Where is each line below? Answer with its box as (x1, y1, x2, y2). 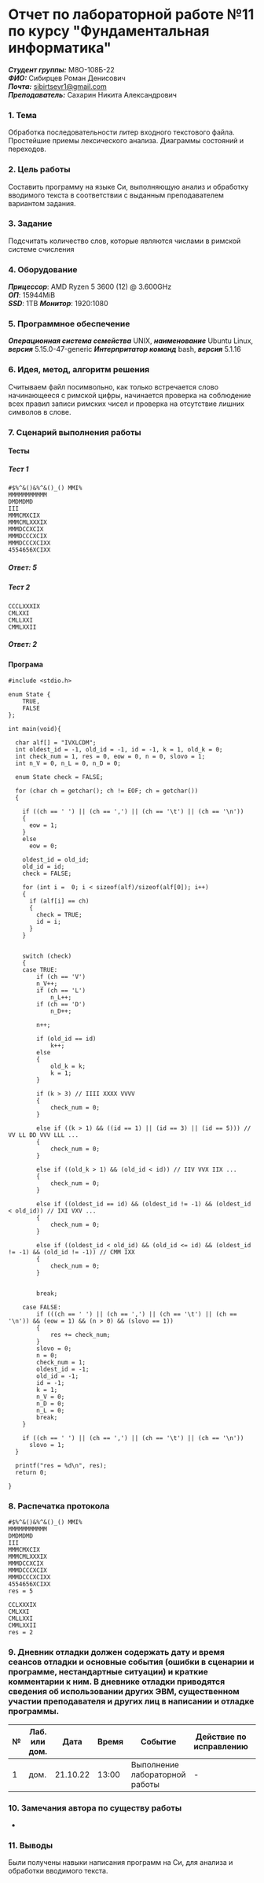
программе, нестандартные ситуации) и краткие (8, 1667, 208, 1678)
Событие (140, 1736, 177, 1747)
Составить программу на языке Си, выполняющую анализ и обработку (8, 182, 249, 191)
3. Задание (8, 218, 53, 229)
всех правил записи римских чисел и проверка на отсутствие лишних (8, 399, 245, 408)
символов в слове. (8, 407, 72, 416)
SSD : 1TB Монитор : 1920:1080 (8, 299, 108, 308)
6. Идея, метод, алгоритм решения (8, 364, 150, 375)
